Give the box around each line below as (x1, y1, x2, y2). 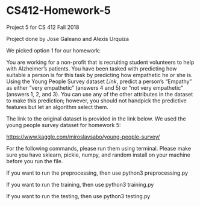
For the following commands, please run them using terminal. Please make (6, 145, 192, 152)
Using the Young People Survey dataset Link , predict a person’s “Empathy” (6, 78, 192, 85)
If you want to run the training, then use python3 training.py (6, 181, 154, 188)
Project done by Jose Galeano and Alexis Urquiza (6, 35, 130, 42)
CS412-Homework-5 (6, 4, 111, 17)
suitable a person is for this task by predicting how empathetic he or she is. (6, 71, 193, 78)
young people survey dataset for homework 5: (6, 121, 121, 128)
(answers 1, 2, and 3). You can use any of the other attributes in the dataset (6, 90, 193, 98)
